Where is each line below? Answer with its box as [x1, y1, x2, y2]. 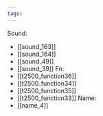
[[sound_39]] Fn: [16, 64, 65, 72]
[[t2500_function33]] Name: [16, 94, 97, 102]
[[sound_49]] [16, 57, 54, 66]
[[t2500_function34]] [16, 79, 77, 87]
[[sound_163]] [16, 42, 56, 50]
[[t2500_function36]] [16, 72, 77, 80]
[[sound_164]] [16, 50, 56, 58]
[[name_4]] [16, 101, 49, 109]
